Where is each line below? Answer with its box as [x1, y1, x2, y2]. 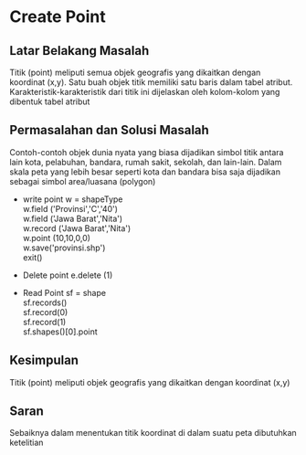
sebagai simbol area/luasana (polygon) [9, 175, 156, 186]
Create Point [9, 6, 107, 27]
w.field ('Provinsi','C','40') [22, 203, 119, 214]
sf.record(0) [22, 306, 69, 317]
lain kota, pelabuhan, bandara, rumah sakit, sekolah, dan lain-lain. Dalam [9, 156, 282, 167]
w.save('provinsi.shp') [22, 242, 106, 253]
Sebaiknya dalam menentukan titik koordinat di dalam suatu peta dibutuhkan [9, 428, 297, 439]
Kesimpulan [9, 353, 79, 368]
